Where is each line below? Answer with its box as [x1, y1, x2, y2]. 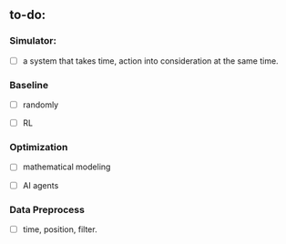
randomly [22, 99, 59, 110]
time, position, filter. [22, 223, 97, 235]
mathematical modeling [22, 161, 111, 172]
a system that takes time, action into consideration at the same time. [22, 55, 280, 66]
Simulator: [9, 35, 57, 47]
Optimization [9, 141, 68, 154]
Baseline [9, 78, 49, 91]
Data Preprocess [9, 203, 85, 216]
